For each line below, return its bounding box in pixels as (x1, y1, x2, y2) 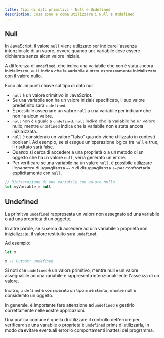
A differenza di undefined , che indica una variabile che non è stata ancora (5, 63, 153, 69)
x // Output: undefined (5, 258, 54, 264)
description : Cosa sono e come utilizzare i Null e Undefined (5, 12, 135, 17)
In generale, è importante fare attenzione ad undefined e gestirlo (5, 302, 135, 308)
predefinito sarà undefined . (12, 102, 67, 108)
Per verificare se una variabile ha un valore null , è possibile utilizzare (12, 160, 152, 166)
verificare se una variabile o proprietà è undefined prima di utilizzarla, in (5, 322, 149, 328)
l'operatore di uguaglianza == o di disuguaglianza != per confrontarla (12, 165, 151, 171)
